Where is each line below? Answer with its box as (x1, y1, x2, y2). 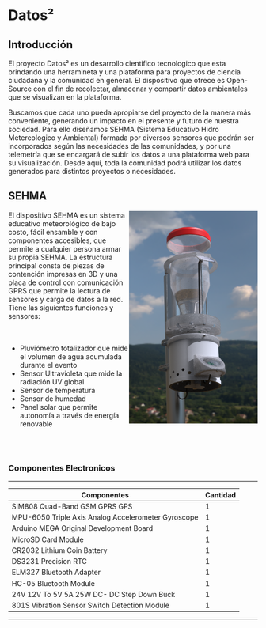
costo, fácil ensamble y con (8, 227, 98, 236)
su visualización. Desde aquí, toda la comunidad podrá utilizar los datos (8, 158, 242, 168)
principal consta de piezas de (8, 260, 104, 270)
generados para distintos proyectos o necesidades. (8, 167, 176, 176)
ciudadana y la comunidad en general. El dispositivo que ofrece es (8, 76, 226, 85)
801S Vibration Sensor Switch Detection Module (11, 600, 170, 611)
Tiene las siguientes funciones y (8, 303, 114, 312)
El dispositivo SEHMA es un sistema (8, 210, 125, 220)
